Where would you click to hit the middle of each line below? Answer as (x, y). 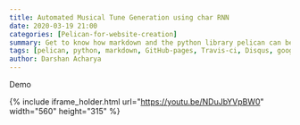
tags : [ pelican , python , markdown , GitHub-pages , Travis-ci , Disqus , (142, 51)
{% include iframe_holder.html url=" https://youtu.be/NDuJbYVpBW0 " (137, 102)
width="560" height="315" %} (65, 111)
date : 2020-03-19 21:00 (54, 26)
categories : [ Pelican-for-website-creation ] (93, 34)
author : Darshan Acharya (55, 59)
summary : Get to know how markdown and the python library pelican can (145, 42)
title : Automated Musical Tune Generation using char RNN (119, 17)
